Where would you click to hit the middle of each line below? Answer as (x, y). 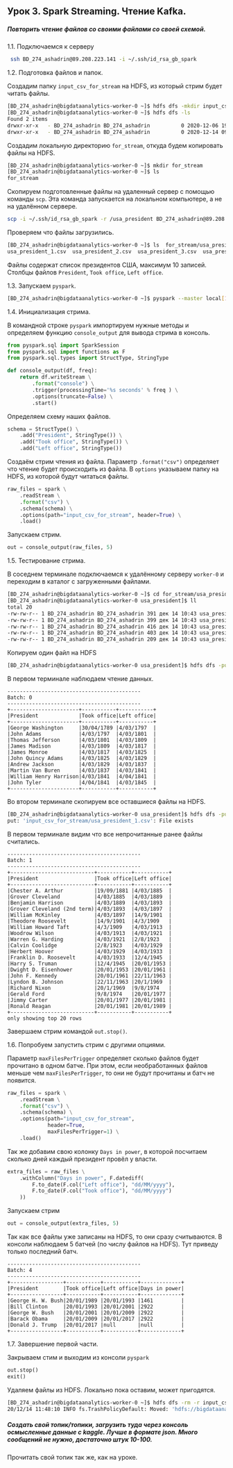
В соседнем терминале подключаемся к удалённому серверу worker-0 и (115, 574)
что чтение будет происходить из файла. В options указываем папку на (113, 469)
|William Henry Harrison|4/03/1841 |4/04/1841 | (82, 777)
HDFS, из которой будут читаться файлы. (68, 477)
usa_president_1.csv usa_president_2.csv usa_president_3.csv (102, 251)
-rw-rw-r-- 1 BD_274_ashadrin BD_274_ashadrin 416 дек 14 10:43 (102, 627)
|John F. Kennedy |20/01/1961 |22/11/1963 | (89, 975)
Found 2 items (28, 119)
